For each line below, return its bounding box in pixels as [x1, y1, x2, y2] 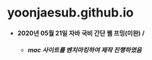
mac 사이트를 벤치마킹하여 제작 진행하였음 [27, 46, 142, 54]
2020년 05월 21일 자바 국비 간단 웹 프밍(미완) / [17, 29, 145, 37]
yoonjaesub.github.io [7, 5, 134, 21]
